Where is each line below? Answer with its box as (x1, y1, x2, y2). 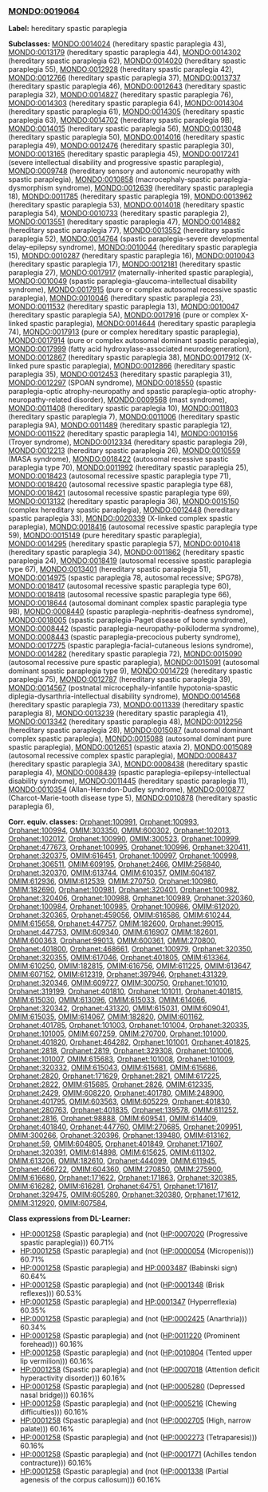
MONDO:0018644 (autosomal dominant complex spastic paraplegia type (8, 598, 247, 608)
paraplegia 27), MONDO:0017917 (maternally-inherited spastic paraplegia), (8, 268, 254, 278)
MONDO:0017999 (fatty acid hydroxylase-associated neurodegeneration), (8, 344, 252, 354)
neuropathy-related (8, 395, 72, 404)
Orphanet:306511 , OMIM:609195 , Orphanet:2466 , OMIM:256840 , (8, 860, 222, 869)
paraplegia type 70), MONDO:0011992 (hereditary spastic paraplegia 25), (8, 463, 249, 472)
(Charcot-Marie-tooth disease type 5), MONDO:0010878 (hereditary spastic (8, 793, 258, 803)
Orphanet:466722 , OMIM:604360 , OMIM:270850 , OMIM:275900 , (8, 1164, 223, 1174)
